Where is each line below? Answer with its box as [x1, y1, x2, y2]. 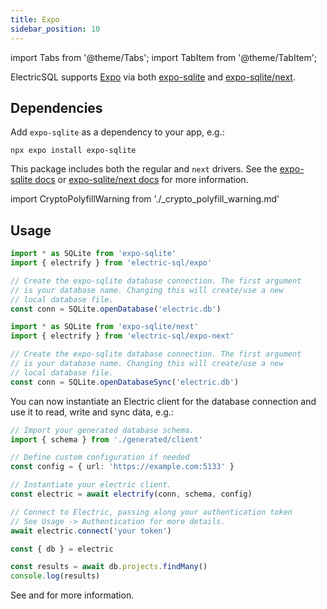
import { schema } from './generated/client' [10, 434, 203, 445]
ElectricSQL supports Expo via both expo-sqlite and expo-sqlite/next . [10, 71, 296, 83]
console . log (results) [10, 571, 101, 581]
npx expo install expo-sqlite [10, 146, 137, 156]
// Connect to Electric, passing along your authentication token [10, 507, 293, 517]
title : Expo [10, 14, 60, 25]
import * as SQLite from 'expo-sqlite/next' [10, 322, 199, 332]
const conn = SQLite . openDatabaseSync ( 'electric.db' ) [10, 377, 240, 387]
